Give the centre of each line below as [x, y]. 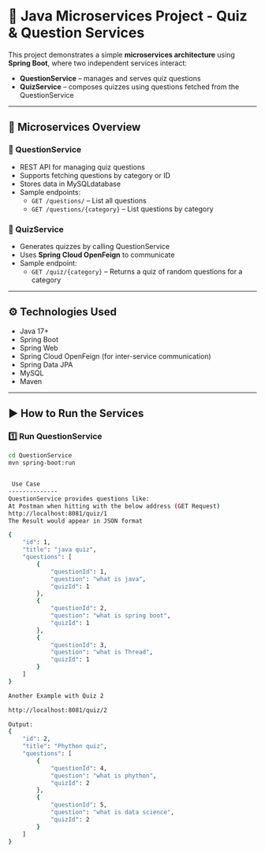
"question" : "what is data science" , [112, 812]
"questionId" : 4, [79, 768]
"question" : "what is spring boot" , [110, 616]
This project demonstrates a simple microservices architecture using [121, 54]
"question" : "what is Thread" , [102, 652]
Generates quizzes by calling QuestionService [95, 246]
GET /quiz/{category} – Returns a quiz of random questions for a [137, 271]
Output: [21, 724]
